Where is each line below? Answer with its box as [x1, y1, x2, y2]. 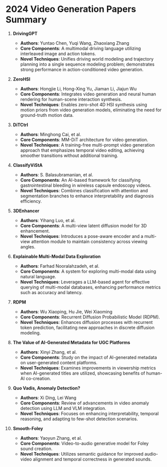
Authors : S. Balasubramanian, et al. [20, 171, 93, 177]
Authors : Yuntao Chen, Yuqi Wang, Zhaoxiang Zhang [20, 40, 130, 46]
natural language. [20, 273, 57, 279]
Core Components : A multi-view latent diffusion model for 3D [20, 223, 147, 229]
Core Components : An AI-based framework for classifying [20, 177, 141, 183]
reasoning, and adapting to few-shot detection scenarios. [20, 416, 138, 422]
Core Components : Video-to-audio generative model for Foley [20, 440, 149, 446]
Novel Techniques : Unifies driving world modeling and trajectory [20, 56, 154, 62]
